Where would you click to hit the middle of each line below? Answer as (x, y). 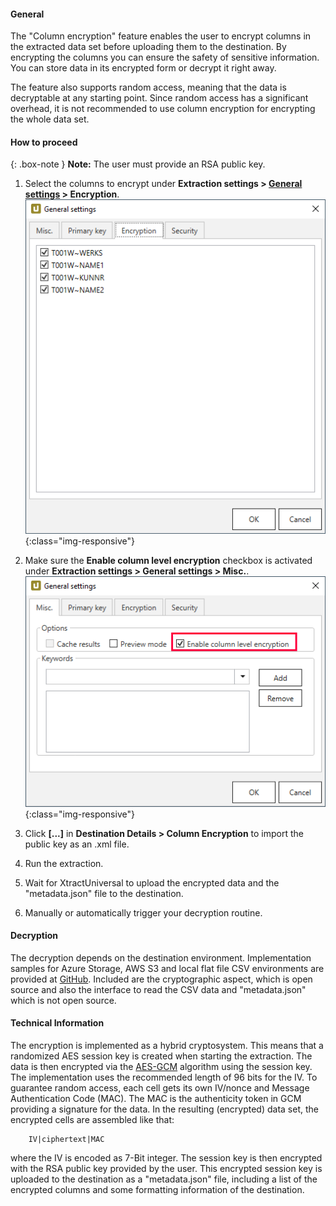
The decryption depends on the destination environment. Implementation (161, 957)
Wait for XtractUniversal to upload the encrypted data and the (152, 882)
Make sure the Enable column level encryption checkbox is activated (168, 560)
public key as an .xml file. (77, 844)
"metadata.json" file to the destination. (104, 893)
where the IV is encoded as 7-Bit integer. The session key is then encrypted (166, 1157)
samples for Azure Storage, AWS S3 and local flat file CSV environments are (167, 968)
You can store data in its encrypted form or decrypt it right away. (143, 68)
